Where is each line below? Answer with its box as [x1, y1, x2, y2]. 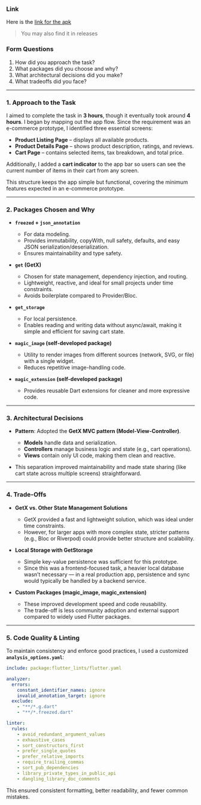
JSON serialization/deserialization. [23, 243, 109, 250]
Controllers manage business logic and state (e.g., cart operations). [23, 446, 192, 453]
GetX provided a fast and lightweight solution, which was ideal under [23, 516, 194, 523]
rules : [11, 725, 28, 732]
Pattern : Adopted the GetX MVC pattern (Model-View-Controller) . [14, 428, 181, 435]
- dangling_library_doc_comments [17, 776, 100, 782]
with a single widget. [23, 358, 75, 365]
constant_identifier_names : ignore [17, 687, 106, 693]
